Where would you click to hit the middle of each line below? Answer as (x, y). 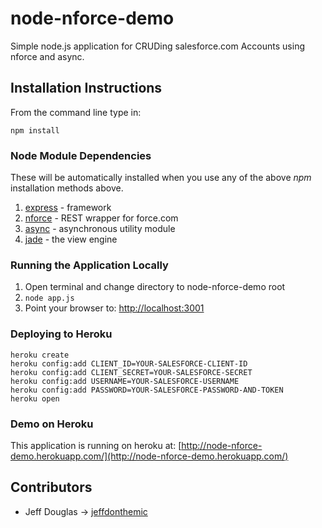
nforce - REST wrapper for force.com (101, 218)
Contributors (51, 487)
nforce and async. (47, 56)
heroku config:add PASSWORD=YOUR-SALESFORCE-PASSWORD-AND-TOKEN (147, 390)
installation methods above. (67, 188)
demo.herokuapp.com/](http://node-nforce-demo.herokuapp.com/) (149, 456)
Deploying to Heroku (61, 334)
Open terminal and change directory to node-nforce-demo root (155, 287)
